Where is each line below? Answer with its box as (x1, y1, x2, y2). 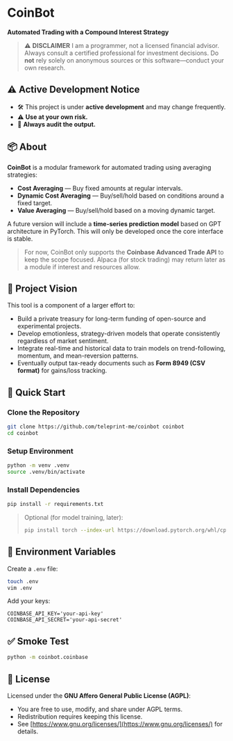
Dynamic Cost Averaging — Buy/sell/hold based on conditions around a (17, 191, 224, 200)
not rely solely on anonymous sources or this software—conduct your (24, 56, 224, 64)
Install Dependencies (7, 485, 80, 495)
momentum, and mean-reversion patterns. (17, 351, 139, 360)
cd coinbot (7, 429, 39, 436)
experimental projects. (17, 322, 82, 330)
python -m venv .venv (7, 462, 70, 469)
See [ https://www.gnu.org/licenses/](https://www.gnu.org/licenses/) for (17, 719, 223, 728)
